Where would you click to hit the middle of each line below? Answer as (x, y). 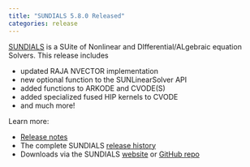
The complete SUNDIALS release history (88, 145)
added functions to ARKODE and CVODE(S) (93, 88)
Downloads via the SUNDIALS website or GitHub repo (110, 154)
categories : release (43, 24)
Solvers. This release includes (58, 55)
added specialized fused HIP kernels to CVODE (99, 96)
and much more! (47, 105)
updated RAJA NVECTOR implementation (89, 71)
